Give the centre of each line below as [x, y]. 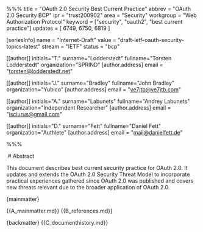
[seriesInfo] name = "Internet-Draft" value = [62, 40]
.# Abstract [20, 156]
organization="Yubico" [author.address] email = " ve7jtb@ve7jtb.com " [94, 90]
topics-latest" [23, 46]
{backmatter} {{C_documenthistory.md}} [57, 223]
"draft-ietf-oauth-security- [151, 40]
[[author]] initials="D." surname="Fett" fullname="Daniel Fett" [84, 126]
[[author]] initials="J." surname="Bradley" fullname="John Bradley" [91, 83]
